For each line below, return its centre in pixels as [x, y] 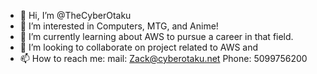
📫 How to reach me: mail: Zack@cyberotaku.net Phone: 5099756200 [163, 58]
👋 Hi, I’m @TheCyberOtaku [75, 15]
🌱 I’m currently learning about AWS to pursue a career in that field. [156, 36]
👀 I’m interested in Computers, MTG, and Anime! [119, 26]
